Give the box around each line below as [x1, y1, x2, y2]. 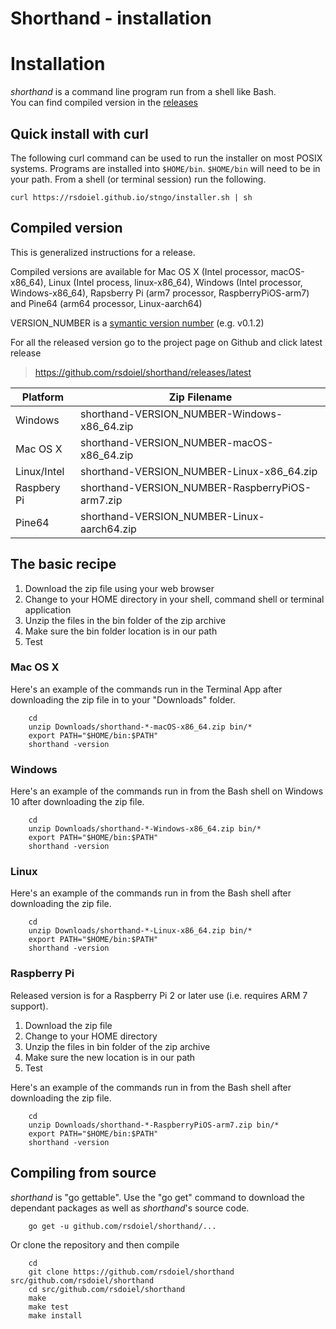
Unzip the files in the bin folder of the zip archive [24, 614, 227, 626]
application [24, 603, 72, 616]
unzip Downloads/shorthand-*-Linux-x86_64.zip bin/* [28, 926, 253, 936]
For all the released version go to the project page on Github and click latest [10, 336, 323, 348]
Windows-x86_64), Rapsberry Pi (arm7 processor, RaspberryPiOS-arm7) [10, 287, 310, 299]
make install [28, 1310, 83, 1321]
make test [28, 1302, 70, 1312]
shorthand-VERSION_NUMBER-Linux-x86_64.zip [80, 464, 318, 478]
